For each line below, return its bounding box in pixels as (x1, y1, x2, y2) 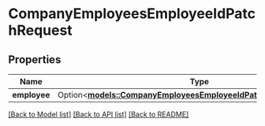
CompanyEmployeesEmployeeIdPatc (8, 5, 256, 23)
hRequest (8, 21, 73, 39)
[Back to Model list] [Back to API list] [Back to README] (8, 109, 189, 119)
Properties (8, 53, 62, 66)
